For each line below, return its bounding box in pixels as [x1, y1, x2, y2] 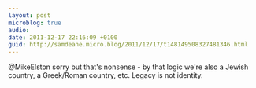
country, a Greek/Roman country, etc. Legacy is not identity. [8, 71, 203, 80]
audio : [8, 26, 30, 34]
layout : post [8, 11, 51, 20]
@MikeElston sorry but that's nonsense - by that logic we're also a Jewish [8, 62, 249, 71]
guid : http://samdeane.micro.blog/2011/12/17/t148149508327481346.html [8, 41, 248, 49]
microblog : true [8, 19, 61, 27]
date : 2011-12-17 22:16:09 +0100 [8, 33, 118, 42]
